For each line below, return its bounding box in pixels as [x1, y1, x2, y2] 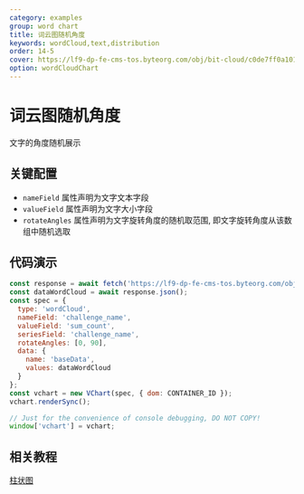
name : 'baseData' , [25, 355, 95, 365]
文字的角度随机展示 [9, 137, 81, 147]
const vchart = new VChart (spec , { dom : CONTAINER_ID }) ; [9, 388, 233, 398]
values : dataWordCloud [25, 364, 111, 373]
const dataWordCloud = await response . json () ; [9, 288, 188, 297]
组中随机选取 [22, 225, 71, 236]
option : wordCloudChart [9, 64, 100, 73]
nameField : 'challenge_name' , [17, 313, 131, 322]
